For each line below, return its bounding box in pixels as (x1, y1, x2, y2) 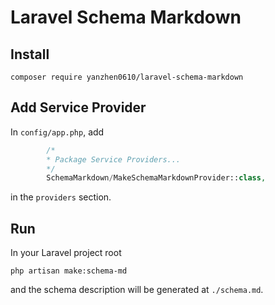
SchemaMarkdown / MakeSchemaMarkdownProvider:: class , (46, 173, 267, 183)
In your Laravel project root (10, 247, 122, 259)
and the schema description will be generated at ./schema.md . (10, 284, 264, 296)
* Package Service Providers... (46, 154, 182, 165)
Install (10, 46, 50, 63)
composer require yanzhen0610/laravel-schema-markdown (10, 72, 244, 82)
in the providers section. (10, 191, 112, 203)
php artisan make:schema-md (10, 266, 128, 276)
